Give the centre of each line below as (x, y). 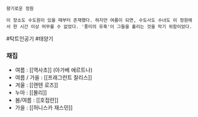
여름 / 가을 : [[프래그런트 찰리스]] (53, 78)
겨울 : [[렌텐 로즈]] (36, 85)
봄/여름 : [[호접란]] (37, 100)
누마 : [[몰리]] (31, 93)
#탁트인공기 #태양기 (30, 39)
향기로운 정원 (20, 8)
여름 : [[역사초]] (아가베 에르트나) (54, 70)
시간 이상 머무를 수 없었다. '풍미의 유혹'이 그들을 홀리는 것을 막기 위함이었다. (106, 27)
